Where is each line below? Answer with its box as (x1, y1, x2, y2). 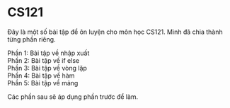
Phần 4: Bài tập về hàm (7, 71, 75, 80)
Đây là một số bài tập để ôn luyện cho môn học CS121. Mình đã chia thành (7, 28, 223, 36)
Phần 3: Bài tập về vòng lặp (7, 64, 87, 72)
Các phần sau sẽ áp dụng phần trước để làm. (7, 92, 139, 101)
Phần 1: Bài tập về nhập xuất (7, 49, 90, 57)
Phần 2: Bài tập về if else (7, 56, 80, 64)
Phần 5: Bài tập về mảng (7, 78, 79, 87)
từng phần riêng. (7, 35, 56, 43)
